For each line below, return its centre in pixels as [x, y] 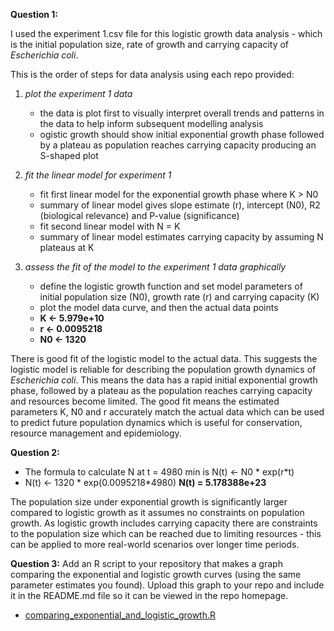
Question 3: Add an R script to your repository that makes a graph [146, 563]
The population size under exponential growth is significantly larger [149, 502]
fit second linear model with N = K [110, 226]
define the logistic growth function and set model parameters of [171, 286]
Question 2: [35, 452]
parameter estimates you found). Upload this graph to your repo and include [167, 585]
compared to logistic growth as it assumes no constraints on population [157, 512]
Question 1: [34, 14]
